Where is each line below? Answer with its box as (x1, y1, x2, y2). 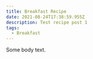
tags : (6, 25, 19, 31)
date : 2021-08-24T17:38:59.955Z (6, 14, 85, 20)
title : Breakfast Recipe (6, 8, 67, 15)
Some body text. (6, 46, 46, 53)
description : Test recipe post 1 (6, 19, 88, 25)
